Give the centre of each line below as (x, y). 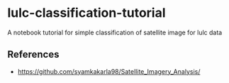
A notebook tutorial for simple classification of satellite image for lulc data (115, 32)
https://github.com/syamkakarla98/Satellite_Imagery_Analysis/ (109, 71)
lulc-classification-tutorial (86, 13)
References (33, 55)
